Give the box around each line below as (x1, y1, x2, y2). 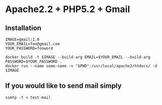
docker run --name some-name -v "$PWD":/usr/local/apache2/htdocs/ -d (5, 64, 157, 69)
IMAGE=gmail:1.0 (5, 37, 39, 42)
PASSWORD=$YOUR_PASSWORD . (5, 59, 62, 64)
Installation (5, 24, 42, 32)
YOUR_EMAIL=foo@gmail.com (5, 41, 60, 46)
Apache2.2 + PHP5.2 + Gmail (5, 4, 130, 15)
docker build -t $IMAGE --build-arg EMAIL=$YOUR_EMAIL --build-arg (5, 55, 151, 60)
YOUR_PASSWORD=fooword (5, 46, 53, 51)
